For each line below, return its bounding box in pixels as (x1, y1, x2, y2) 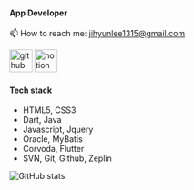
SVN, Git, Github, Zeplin (22, 153, 112, 164)
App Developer (9, 7, 68, 18)
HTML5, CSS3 (22, 105, 77, 115)
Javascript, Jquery (22, 124, 94, 135)
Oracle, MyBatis (22, 134, 84, 145)
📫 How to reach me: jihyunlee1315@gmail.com (9, 28, 186, 39)
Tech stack (9, 85, 53, 95)
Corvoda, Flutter (22, 144, 85, 155)
